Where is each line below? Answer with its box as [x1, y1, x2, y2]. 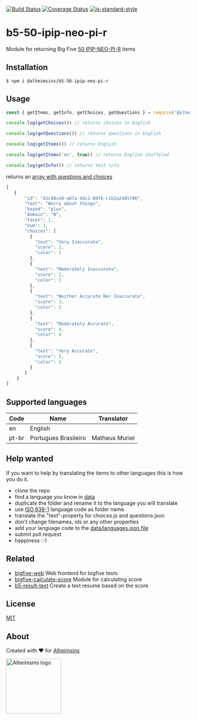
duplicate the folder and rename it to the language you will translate [14, 499, 178, 506]
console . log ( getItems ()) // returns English [6, 141, 117, 147]
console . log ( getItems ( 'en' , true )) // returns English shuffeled [6, 152, 169, 158]
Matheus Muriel [91, 434, 135, 442]
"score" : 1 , [35, 244, 64, 251]
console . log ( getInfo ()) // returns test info [6, 162, 119, 168]
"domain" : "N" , [24, 212, 62, 218]
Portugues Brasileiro [30, 434, 86, 442]
